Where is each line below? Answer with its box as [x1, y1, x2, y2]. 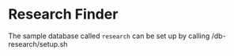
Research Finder [8, 5, 119, 23]
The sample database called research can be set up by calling [8, 31, 210, 40]
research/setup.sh [8, 39, 68, 48]
